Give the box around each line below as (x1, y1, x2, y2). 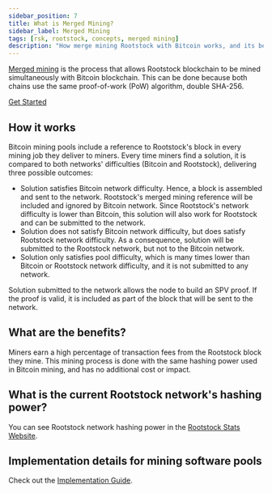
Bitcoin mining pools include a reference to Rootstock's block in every (8, 142, 241, 151)
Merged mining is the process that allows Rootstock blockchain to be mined (8, 64, 261, 74)
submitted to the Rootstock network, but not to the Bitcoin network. (19, 244, 245, 253)
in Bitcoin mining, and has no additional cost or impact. (8, 364, 192, 374)
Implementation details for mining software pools (8, 454, 262, 468)
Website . (8, 431, 38, 440)
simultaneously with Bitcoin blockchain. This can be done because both (8, 73, 248, 83)
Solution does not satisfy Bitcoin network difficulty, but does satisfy (19, 226, 246, 236)
